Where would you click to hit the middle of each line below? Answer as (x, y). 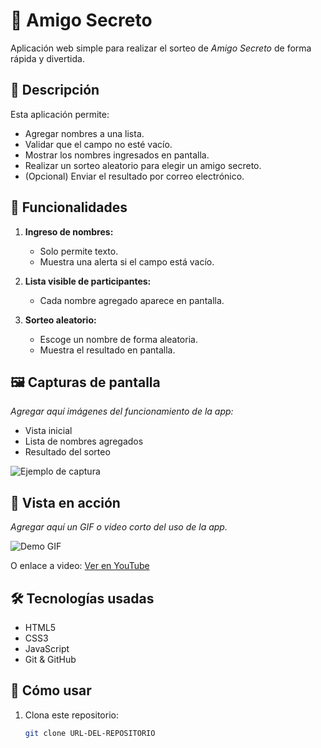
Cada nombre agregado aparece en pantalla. (132, 300)
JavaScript (47, 648)
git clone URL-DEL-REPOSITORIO (90, 733)
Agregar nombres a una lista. (84, 133)
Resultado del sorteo (67, 452)
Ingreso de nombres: (69, 231)
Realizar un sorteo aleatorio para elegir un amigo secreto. (143, 165)
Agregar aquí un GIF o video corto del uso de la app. (119, 527)
